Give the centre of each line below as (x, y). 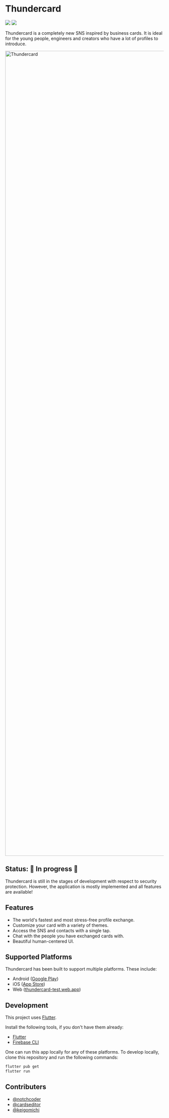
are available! (19, 892)
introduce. (16, 44)
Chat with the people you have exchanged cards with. (68, 936)
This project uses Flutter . (31, 1017)
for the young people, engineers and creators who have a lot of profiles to (82, 38)
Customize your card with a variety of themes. (60, 925)
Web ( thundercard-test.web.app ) (47, 990)
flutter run (18, 1071)
